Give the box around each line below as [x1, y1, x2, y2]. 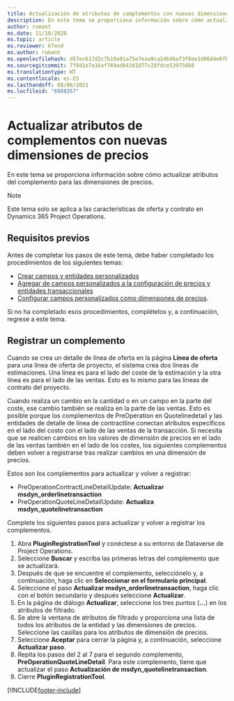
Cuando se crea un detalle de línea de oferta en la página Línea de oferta [7, 353, 218, 362]
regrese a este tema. [7, 315, 67, 323]
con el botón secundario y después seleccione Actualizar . [17, 591, 186, 599]
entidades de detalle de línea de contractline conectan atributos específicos [7, 418, 226, 427]
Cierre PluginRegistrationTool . [17, 672, 107, 681]
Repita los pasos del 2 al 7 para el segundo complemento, [17, 650, 184, 659]
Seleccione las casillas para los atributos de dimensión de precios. [17, 628, 209, 636]
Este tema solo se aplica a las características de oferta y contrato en [7, 205, 204, 213]
